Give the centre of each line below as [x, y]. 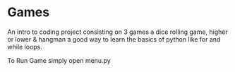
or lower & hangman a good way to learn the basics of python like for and [114, 39]
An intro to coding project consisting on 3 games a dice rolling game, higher [117, 32]
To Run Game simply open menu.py [59, 60]
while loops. [25, 47]
